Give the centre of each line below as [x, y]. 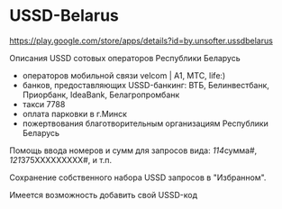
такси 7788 [44, 104]
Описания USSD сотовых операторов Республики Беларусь [125, 58]
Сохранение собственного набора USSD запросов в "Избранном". [138, 177]
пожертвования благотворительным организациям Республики [145, 123]
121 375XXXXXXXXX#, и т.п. [61, 159]
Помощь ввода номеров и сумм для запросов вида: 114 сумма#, [133, 150]
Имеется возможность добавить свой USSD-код [104, 195]
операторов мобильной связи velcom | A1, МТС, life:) [124, 75]
